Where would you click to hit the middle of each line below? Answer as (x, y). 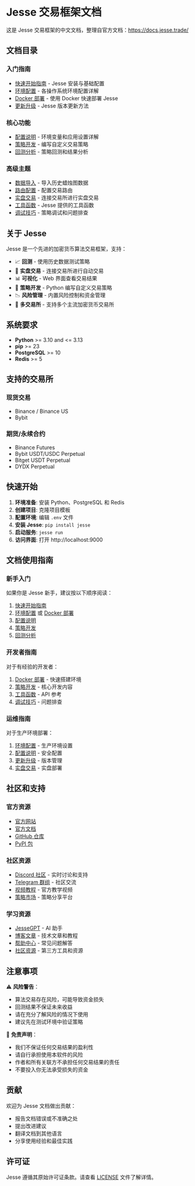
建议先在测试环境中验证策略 (49, 1022)
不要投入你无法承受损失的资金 (51, 1069)
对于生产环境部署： (30, 733)
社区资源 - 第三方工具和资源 (49, 951)
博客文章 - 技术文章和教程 (47, 936)
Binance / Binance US (41, 411)
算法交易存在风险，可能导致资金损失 (59, 1000)
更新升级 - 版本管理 (38, 760)
